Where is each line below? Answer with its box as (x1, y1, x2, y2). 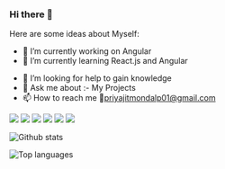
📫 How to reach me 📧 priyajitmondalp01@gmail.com (22, 93, 216, 103)
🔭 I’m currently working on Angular (22, 46, 152, 57)
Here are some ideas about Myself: (9, 29, 139, 40)
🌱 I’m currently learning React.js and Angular (22, 56, 189, 67)
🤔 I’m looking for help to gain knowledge (22, 73, 173, 84)
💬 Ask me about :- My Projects (22, 83, 137, 93)
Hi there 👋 (9, 8, 54, 21)
